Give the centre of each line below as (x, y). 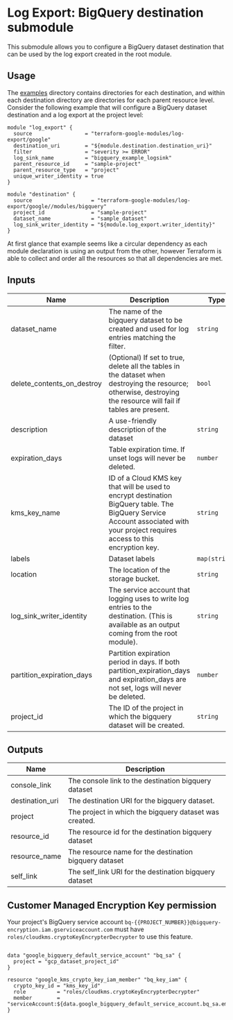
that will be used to (139, 486)
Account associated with (149, 521)
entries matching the (142, 337)
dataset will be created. (147, 725)
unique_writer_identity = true (59, 176)
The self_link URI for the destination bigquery (141, 872)
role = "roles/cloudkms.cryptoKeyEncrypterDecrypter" (106, 992)
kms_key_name (35, 513)
